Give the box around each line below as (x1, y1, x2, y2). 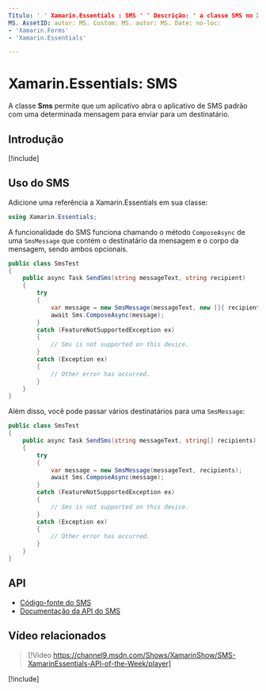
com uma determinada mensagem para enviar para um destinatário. (8, 109, 230, 119)
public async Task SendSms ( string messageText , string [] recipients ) (22, 437, 257, 445)
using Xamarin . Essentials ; (8, 213, 97, 221)
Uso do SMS (8, 176, 70, 190)
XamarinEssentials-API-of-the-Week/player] (27, 658, 172, 668)
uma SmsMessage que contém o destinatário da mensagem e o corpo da (8, 236, 239, 245)
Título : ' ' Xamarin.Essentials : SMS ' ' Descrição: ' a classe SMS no (8, 11, 253, 20)
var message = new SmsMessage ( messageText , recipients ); (50, 466, 243, 474)
